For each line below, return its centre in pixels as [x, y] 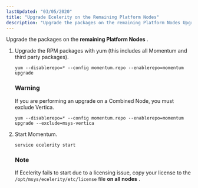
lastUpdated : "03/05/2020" [39, 12]
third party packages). [42, 57]
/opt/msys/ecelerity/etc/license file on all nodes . [77, 179]
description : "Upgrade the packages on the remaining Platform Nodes [93, 22]
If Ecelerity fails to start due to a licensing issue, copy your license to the [103, 173]
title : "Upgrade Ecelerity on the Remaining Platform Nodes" [83, 17]
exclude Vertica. [34, 107]
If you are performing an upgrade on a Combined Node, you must [94, 101]
